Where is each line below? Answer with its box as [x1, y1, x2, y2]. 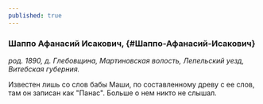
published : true [8, 11, 62, 20]
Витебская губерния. [8, 64, 80, 74]
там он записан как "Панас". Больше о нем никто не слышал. [8, 88, 217, 98]
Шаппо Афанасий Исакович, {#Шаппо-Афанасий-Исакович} [8, 37, 256, 48]
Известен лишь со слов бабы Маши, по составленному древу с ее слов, [8, 79, 255, 89]
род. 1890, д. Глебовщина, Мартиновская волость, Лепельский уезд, [8, 56, 245, 65]
